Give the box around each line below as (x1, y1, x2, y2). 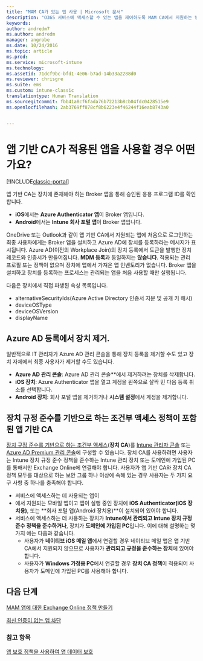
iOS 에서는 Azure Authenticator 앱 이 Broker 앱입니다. (14, 211, 145, 218)
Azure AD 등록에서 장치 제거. (6, 333, 110, 343)
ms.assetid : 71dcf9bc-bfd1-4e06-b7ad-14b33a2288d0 (6, 71, 137, 77)
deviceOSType (14, 301, 53, 308)
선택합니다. (26, 386, 53, 393)
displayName (14, 315, 48, 322)
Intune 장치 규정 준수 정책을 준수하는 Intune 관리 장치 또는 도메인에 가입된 (12, 456, 187, 464)
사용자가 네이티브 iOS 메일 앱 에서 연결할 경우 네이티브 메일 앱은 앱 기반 (24, 537, 190, 544)
